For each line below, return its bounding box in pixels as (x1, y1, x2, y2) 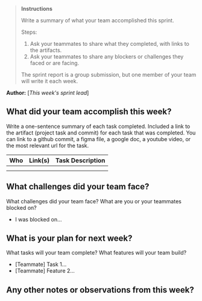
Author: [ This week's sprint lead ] (6, 89, 89, 96)
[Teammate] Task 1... (14, 261, 67, 268)
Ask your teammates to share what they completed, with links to (30, 40, 190, 47)
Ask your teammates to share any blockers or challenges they (30, 53, 184, 60)
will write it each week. (21, 78, 78, 84)
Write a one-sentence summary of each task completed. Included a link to (6, 122, 191, 130)
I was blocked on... (14, 215, 62, 223)
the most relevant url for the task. (6, 142, 89, 149)
